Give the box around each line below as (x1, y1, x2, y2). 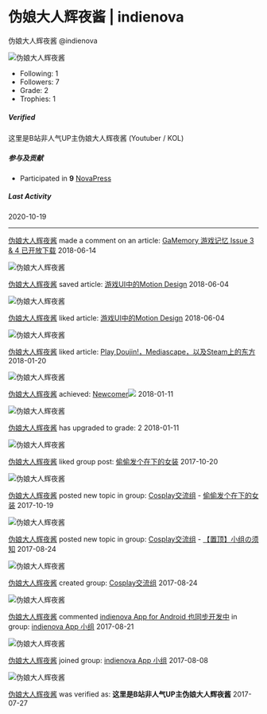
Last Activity (8, 192, 52, 201)
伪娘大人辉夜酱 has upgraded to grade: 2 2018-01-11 (8, 423, 180, 433)
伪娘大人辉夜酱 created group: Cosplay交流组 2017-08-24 (8, 578, 198, 588)
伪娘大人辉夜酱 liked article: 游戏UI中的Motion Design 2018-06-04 (8, 312, 225, 323)
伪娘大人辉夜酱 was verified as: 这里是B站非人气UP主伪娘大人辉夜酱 (8, 689, 232, 699)
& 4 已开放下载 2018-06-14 (8, 245, 97, 255)
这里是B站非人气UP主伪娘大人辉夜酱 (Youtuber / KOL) (8, 133, 184, 142)
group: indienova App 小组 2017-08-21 (8, 622, 134, 631)
